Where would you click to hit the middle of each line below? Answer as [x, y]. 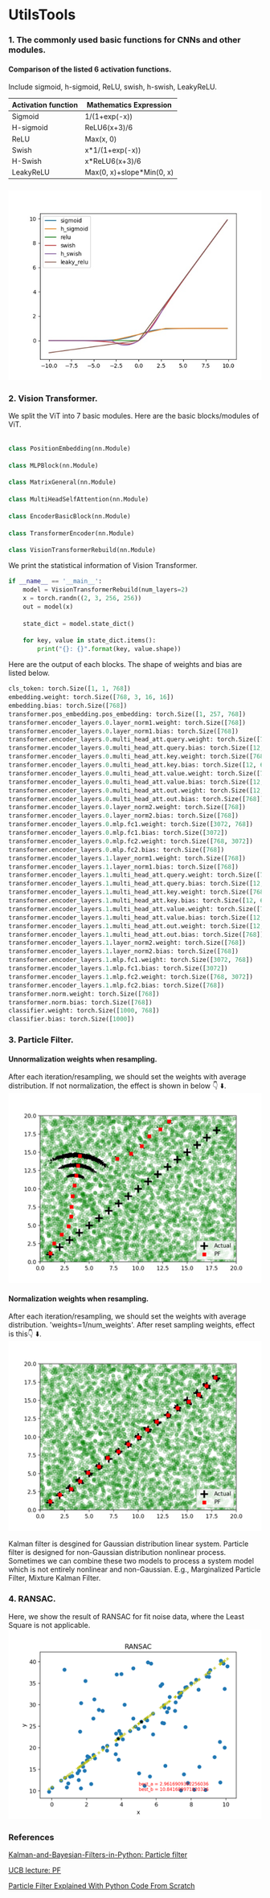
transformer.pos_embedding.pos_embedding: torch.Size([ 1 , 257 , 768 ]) [127, 714]
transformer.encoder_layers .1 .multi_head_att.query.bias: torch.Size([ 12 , [136, 884]
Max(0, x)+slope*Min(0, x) [129, 172]
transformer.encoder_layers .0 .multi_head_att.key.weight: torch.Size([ [131, 757]
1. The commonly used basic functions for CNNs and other [125, 40]
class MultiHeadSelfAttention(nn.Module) [79, 500]
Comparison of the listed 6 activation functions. [90, 69]
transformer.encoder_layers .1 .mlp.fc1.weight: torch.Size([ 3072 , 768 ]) [131, 960]
